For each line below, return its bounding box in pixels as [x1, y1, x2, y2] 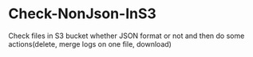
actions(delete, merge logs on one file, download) [8, 39, 172, 48]
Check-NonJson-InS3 [8, 5, 157, 23]
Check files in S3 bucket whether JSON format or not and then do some [8, 31, 245, 40]
